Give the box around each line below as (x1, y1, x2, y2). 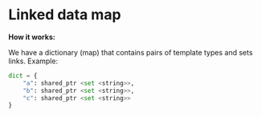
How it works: (8, 32, 56, 42)
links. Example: (8, 56, 59, 66)
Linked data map (8, 6, 122, 24)
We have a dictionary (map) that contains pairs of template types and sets (8, 47, 253, 57)
